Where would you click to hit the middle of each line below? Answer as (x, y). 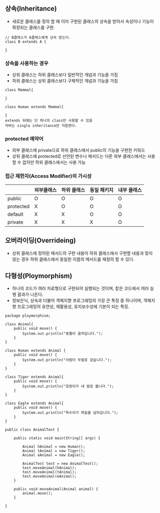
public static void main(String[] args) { (57, 438)
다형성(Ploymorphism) (39, 276)
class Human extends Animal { (36, 351)
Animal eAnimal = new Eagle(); (54, 455)
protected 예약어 (24, 139)
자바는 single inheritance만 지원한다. (41, 126)
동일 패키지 (102, 190)
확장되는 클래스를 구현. (33, 27)
